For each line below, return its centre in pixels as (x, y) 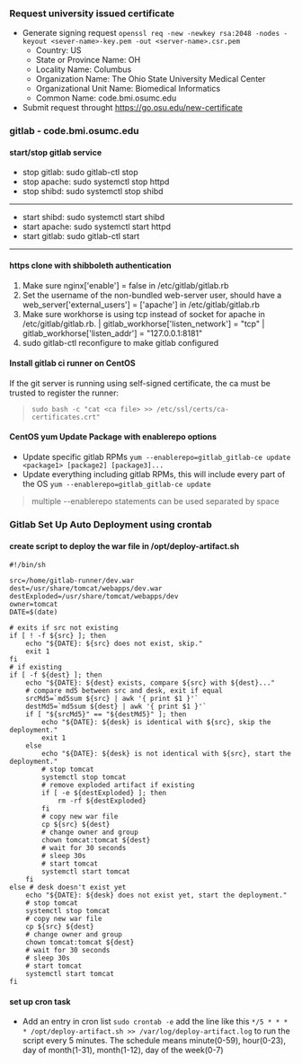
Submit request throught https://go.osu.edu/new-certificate (132, 108)
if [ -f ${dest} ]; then (56, 675)
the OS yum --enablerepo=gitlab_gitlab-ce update (116, 484)
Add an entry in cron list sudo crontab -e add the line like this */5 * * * (155, 1022)
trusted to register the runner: (64, 393)
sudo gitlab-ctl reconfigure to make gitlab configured (120, 342)
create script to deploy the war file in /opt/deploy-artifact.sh (124, 545)
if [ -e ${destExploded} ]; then (104, 794)
